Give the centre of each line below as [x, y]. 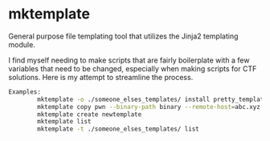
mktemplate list [64, 122]
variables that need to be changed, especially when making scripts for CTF [133, 68]
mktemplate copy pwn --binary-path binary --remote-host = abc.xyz [149, 107]
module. [22, 44]
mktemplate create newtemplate [90, 114]
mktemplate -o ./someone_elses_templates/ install [124, 99]
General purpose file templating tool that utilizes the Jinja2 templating [123, 36]
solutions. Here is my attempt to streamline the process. [101, 77]
